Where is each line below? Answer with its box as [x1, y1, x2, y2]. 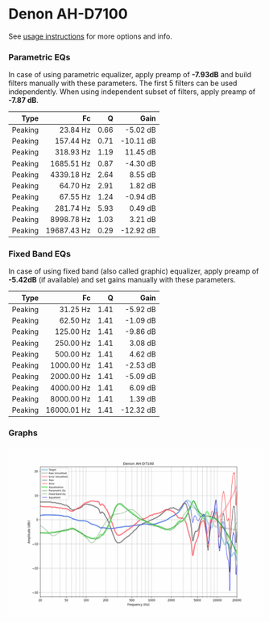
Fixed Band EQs [8, 248, 71, 259]
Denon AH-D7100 [8, 5, 128, 23]
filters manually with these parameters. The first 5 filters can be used [8, 78, 238, 89]
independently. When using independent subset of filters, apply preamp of [8, 87, 256, 97]
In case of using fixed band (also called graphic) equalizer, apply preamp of [8, 266, 259, 276]
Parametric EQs [8, 51, 71, 63]
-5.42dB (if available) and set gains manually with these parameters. [8, 275, 236, 285]
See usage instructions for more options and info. [8, 31, 173, 41]
